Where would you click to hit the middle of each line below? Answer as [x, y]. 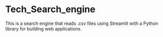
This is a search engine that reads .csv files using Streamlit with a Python [82, 23]
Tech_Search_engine [50, 9]
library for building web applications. [44, 28]
